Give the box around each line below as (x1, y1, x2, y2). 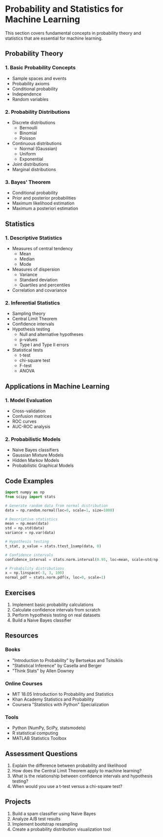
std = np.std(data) (5, 526, 45, 531)
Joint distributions (12, 161, 49, 167)
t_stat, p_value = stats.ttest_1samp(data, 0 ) (5, 543, 102, 549)
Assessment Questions (5, 749, 78, 758)
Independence (12, 91, 41, 97)
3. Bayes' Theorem (5, 178, 51, 185)
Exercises (5, 588, 36, 597)
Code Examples (5, 477, 54, 485)
